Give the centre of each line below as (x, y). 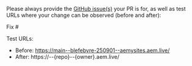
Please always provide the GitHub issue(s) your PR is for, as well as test (96, 9)
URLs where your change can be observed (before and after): (84, 15)
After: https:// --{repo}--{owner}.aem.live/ (67, 57)
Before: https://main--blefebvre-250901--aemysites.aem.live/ (92, 50)
